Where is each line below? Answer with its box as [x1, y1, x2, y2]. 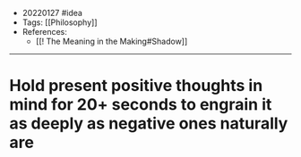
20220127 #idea [21, 8, 83, 18]
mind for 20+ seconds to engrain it [9, 95, 272, 115]
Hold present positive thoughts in [9, 76, 263, 96]
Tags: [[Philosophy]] [21, 17, 98, 28]
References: [21, 27, 67, 37]
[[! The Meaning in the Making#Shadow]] [35, 36, 188, 46]
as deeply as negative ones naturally [9, 113, 288, 134]
